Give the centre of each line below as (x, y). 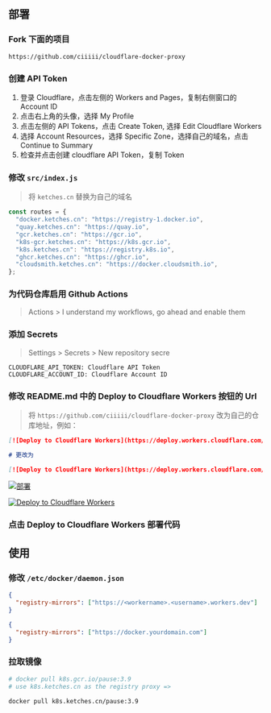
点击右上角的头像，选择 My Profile (77, 116)
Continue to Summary (56, 145)
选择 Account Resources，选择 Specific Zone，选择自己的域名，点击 (134, 136)
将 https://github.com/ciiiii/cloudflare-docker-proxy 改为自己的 (140, 415)
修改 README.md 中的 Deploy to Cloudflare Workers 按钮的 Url (133, 396)
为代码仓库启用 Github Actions (68, 294)
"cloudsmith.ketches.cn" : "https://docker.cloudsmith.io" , (117, 264)
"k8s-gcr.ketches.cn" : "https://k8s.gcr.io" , (94, 242)
